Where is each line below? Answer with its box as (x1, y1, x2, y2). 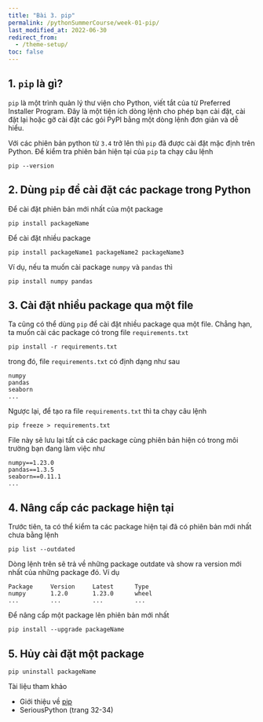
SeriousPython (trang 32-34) (19, 705, 114, 715)
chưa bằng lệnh (8, 530, 59, 540)
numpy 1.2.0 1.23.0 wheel (8, 590, 153, 598)
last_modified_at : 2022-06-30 (8, 26, 108, 34)
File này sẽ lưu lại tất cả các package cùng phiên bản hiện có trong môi (8, 436, 239, 445)
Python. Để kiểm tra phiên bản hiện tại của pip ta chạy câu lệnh (8, 146, 214, 156)
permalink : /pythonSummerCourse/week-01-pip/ (8, 19, 159, 27)
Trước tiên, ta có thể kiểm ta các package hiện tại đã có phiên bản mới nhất (8, 522, 252, 532)
